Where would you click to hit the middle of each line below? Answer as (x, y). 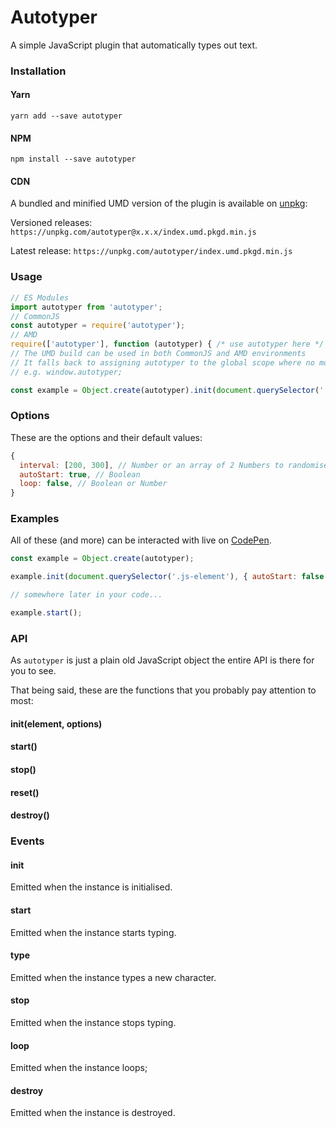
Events (27, 841)
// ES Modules (40, 297)
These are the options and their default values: (106, 437)
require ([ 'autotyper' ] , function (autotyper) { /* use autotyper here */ (167, 344)
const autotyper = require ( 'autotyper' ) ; (98, 326)
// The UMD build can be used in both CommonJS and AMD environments (158, 354)
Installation (38, 71)
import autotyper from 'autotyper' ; (86, 307)
